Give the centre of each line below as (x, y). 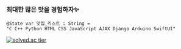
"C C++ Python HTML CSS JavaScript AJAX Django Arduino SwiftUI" (91, 29)
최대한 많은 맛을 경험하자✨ (43, 9)
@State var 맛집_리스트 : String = (48, 24)
